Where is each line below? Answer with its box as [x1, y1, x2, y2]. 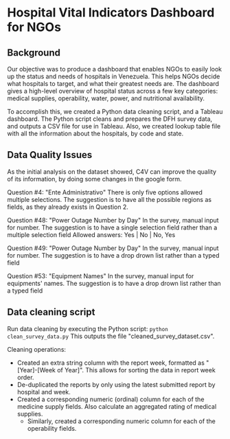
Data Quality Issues [7, 149, 93, 161]
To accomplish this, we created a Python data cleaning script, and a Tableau [7, 108, 223, 115]
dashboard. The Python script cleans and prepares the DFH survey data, [7, 115, 213, 123]
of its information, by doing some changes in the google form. [7, 175, 182, 183]
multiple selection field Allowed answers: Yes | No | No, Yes [7, 230, 176, 238]
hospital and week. [16, 387, 71, 396]
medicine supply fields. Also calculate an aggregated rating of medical [16, 402, 217, 410]
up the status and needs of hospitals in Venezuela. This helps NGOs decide [7, 72, 220, 80]
